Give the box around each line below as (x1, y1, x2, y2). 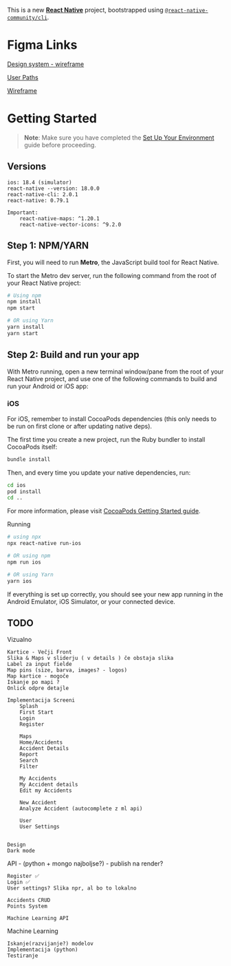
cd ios (7, 482, 26, 489)
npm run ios (7, 559, 41, 566)
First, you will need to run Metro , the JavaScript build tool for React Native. (7, 258, 219, 266)
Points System (7, 903, 48, 910)
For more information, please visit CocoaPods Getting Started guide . (7, 507, 201, 515)
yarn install (7, 323, 45, 330)
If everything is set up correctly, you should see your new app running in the (7, 590, 223, 598)
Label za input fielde (7, 661, 72, 668)
